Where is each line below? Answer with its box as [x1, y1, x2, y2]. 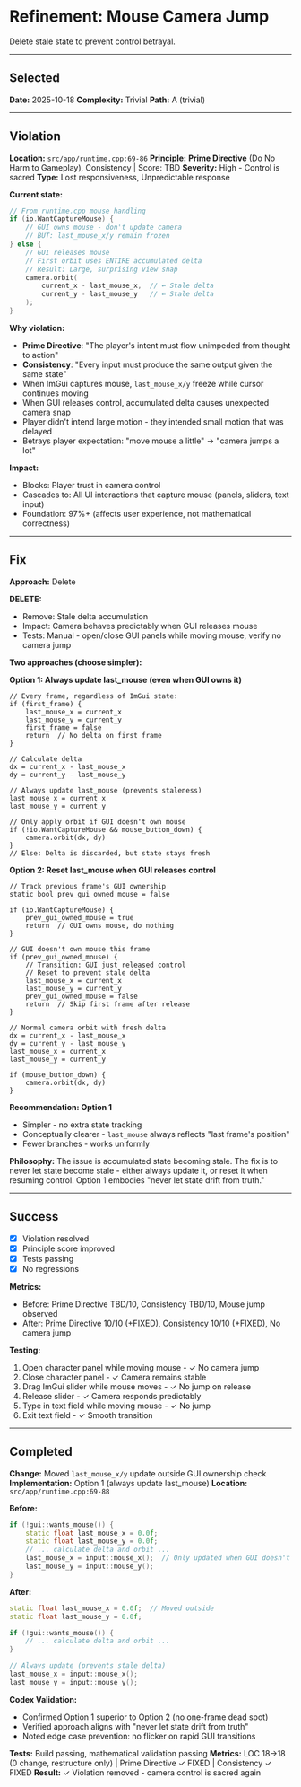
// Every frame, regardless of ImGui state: [9, 691, 178, 701]
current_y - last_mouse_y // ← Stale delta [41, 290, 215, 299]
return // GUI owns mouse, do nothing [25, 921, 175, 930]
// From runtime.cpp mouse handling [9, 206, 146, 215]
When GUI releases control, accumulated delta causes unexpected [21, 397, 270, 407]
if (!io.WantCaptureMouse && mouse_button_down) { [9, 825, 202, 834]
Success [9, 1209, 59, 1224]
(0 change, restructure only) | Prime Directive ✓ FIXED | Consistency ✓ [9, 1757, 272, 1768]
